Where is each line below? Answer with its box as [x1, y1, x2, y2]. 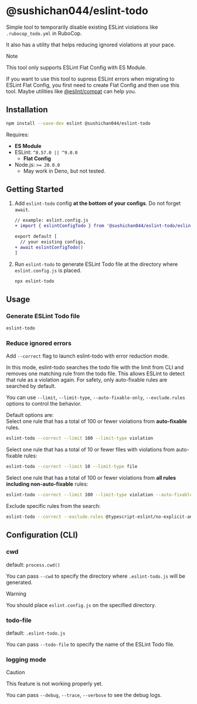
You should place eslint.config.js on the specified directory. [6, 601, 157, 608]
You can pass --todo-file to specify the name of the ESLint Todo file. [6, 641, 175, 648]
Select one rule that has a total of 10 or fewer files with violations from [6, 446, 175, 453]
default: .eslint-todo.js [6, 629, 66, 636]
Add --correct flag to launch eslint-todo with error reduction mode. [6, 352, 169, 359]
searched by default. [6, 383, 56, 390]
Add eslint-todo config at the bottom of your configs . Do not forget [14, 200, 181, 207]
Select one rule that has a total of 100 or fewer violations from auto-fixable [6, 418, 188, 425]
